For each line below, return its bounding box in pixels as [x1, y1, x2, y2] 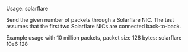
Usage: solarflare [6, 5, 49, 12]
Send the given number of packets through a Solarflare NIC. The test [6, 17, 174, 23]
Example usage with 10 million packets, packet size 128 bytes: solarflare [6, 34, 182, 41]
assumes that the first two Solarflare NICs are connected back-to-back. [6, 23, 181, 30]
